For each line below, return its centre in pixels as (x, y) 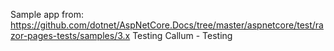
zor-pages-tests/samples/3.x (70, 35)
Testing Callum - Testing (182, 35)
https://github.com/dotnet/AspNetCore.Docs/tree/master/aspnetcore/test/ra (167, 25)
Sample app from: (47, 14)
